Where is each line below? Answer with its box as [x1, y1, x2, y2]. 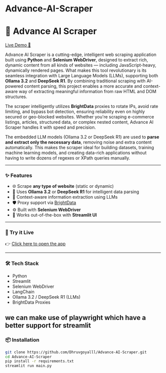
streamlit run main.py [5, 364, 52, 369]
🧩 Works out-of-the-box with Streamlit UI [12, 212, 97, 218]
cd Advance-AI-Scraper [5, 354, 52, 359]
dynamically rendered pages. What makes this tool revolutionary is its [5, 67, 147, 73]
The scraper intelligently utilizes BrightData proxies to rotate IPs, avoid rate [5, 104, 159, 109]
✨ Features [5, 172, 33, 179]
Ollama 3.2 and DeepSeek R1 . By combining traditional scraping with [5, 78, 146, 84]
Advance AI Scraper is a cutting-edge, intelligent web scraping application [5, 52, 157, 57]
